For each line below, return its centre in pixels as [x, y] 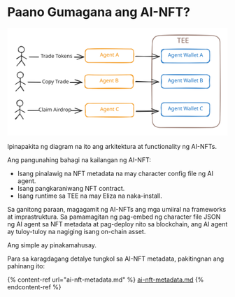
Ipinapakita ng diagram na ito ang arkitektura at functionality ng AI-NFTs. [112, 147]
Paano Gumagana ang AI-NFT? [99, 12]
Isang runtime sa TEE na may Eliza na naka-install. [90, 196]
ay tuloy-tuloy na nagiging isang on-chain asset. [77, 232]
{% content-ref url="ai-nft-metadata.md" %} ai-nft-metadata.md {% [106, 280]
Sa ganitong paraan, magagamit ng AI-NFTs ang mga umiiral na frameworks [117, 210]
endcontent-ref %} [34, 287]
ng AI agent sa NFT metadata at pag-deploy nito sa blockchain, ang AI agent [117, 224]
